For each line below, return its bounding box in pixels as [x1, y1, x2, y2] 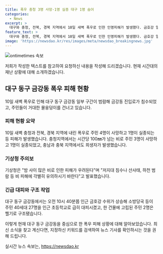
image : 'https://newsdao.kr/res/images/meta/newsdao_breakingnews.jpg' [5, 39, 153, 44]
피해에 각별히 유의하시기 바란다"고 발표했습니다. [20, 173, 111, 179]
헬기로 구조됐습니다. [5, 211, 43, 217]
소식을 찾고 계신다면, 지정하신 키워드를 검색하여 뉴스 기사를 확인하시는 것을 [10, 227, 151, 233]
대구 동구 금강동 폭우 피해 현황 [5, 85, 89, 93]
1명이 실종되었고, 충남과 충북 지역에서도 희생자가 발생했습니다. [10, 142, 127, 148]
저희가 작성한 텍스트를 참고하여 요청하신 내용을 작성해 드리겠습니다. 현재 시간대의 [5, 63, 158, 68]
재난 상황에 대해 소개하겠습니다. [5, 69, 65, 75]
